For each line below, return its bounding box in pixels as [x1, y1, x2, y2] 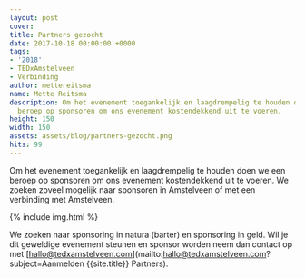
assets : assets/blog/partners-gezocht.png [9, 132, 172, 141]
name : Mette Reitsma [9, 89, 88, 98]
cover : [9, 22, 34, 31]
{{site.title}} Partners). [85, 258, 169, 269]
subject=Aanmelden [9, 258, 84, 269]
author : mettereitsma [9, 81, 92, 90]
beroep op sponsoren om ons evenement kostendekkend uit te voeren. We [9, 174, 289, 185]
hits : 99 [9, 140, 43, 149]
